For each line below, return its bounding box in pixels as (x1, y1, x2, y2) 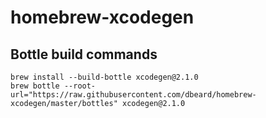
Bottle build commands (10, 46, 158, 63)
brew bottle (10, 81, 60, 91)
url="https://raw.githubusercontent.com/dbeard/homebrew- (10, 90, 257, 100)
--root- (63, 81, 97, 91)
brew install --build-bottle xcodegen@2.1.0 (10, 72, 199, 82)
